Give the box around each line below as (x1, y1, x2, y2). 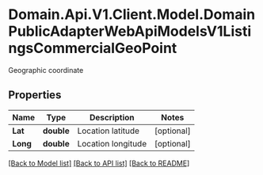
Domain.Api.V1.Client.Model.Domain (8, 6, 256, 24)
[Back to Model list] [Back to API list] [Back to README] (8, 158, 190, 168)
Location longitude (77, 138, 147, 149)
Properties (8, 89, 62, 102)
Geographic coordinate (8, 65, 84, 74)
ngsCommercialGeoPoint (8, 40, 177, 57)
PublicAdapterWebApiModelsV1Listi (8, 22, 252, 40)
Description (90, 112, 135, 123)
